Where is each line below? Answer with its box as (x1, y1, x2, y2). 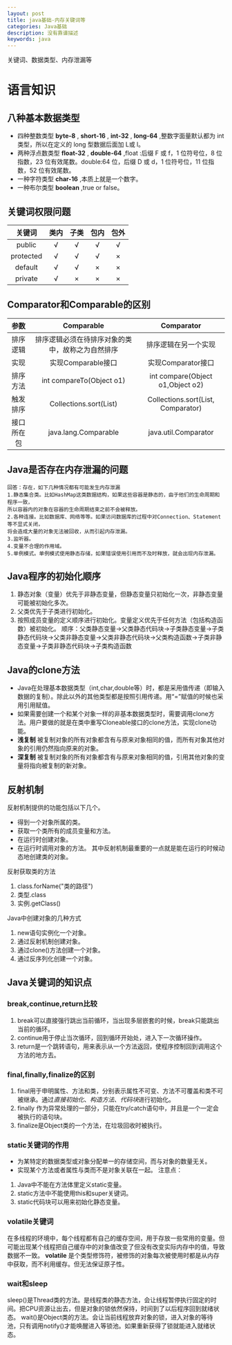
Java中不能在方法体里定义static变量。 (17, 1181, 126, 1189)
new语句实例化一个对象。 (17, 929, 90, 937)
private (14, 274, 38, 283)
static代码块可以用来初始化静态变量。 (17, 1198, 124, 1206)
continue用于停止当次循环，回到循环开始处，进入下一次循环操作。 (17, 1033, 206, 1042)
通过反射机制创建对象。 (17, 937, 84, 946)
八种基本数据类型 (7, 112, 80, 124)
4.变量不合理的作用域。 (7, 543, 66, 549)
